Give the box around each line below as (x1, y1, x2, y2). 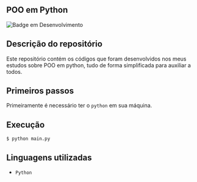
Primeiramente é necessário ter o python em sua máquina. (6, 102, 152, 109)
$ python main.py (6, 136, 51, 142)
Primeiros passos (6, 86, 74, 96)
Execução (6, 119, 45, 130)
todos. (6, 68, 23, 75)
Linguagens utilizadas (6, 152, 93, 162)
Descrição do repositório (6, 39, 102, 49)
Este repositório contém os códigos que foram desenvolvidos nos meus (6, 55, 187, 62)
